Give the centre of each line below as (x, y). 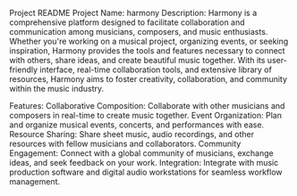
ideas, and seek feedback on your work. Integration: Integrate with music (144, 163)
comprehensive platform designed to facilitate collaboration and (127, 22)
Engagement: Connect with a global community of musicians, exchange (142, 153)
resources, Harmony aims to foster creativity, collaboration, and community (148, 79)
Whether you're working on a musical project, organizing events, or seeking (149, 41)
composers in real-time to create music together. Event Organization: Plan (145, 115)
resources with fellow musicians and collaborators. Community (125, 143)
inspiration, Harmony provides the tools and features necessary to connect (147, 51)
